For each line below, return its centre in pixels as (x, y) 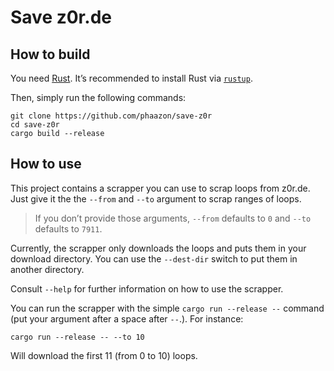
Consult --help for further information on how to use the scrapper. (147, 288)
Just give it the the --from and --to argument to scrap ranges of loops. (156, 198)
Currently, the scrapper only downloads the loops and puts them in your (158, 248)
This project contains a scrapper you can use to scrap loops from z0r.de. (160, 188)
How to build (50, 54)
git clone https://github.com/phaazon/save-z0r (111, 116)
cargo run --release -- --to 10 (77, 337)
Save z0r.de (61, 17)
